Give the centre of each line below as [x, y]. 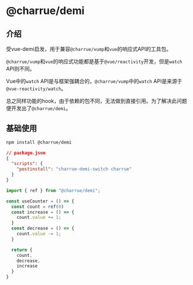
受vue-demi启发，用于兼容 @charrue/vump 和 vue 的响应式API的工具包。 [89, 49]
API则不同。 [20, 69]
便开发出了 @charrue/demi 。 [39, 108]
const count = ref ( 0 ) [38, 207]
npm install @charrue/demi [39, 142]
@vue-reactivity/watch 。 [36, 88]
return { [22, 250]
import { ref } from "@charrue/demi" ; [53, 190]
